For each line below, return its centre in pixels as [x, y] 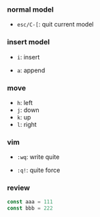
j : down [28, 110]
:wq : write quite [38, 157]
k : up [24, 117]
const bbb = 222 [30, 208]
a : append [31, 70]
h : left [24, 102]
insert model [28, 42]
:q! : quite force [38, 170]
